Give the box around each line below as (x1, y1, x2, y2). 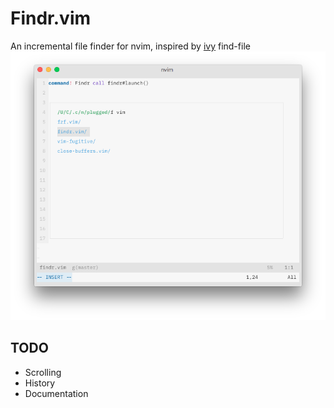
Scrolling (24, 366, 62, 378)
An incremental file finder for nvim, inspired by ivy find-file (10, 40, 251, 52)
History (24, 377, 56, 389)
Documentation (24, 387, 89, 399)
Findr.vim (10, 7, 92, 30)
